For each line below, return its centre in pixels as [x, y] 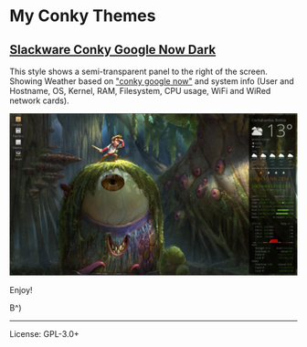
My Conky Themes [83, 16]
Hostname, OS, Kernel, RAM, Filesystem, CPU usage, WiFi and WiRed [140, 91]
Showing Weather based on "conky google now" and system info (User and [152, 81]
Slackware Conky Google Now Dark [113, 50]
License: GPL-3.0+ [44, 333]
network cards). [40, 100]
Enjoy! [21, 289]
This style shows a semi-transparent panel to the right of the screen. [138, 71]
